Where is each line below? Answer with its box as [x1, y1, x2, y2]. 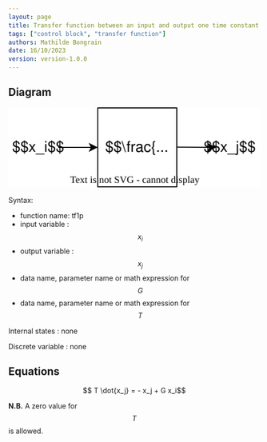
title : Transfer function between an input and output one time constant [8, 21, 260, 30]
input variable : [19, 219, 70, 229]
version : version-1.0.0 [8, 55, 88, 63]
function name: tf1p [19, 210, 84, 220]
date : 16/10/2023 [8, 46, 66, 55]
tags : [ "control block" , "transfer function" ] [8, 30, 166, 38]
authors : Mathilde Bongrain [8, 38, 102, 46]
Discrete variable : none [8, 341, 87, 351]
